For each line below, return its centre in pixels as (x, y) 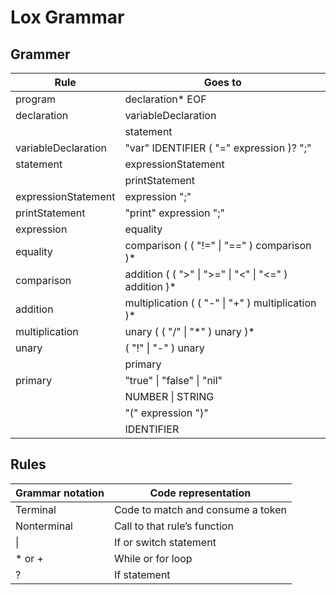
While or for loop (153, 558)
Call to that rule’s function (173, 526)
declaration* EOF (165, 99)
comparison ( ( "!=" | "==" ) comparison (218, 245)
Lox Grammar (67, 17)
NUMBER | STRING (169, 396)
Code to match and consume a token (200, 509)
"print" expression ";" (175, 213)
